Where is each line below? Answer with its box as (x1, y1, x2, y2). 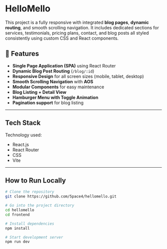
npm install (5, 226, 30, 231)
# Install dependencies (5, 221, 55, 226)
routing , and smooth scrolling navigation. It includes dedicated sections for (5, 24, 159, 30)
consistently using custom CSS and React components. (5, 35, 119, 41)
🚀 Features (5, 50, 39, 58)
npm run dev (5, 239, 30, 245)
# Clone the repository (5, 189, 55, 194)
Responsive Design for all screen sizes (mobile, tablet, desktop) (12, 73, 144, 79)
